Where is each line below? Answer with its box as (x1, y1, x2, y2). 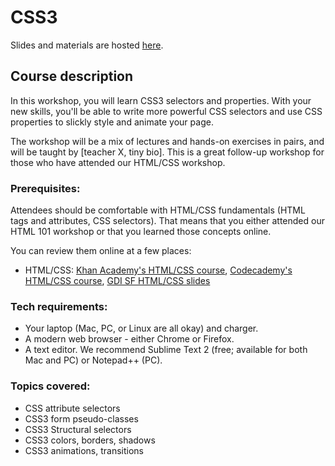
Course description (10, 68, 134, 85)
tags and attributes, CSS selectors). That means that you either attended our (10, 215, 325, 227)
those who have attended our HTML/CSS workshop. (10, 156, 226, 168)
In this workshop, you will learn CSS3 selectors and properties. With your (10, 94, 312, 106)
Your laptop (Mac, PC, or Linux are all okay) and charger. (24, 322, 259, 335)
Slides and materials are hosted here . (10, 39, 164, 51)
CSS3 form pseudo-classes (24, 412, 139, 425)
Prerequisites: (10, 181, 81, 195)
